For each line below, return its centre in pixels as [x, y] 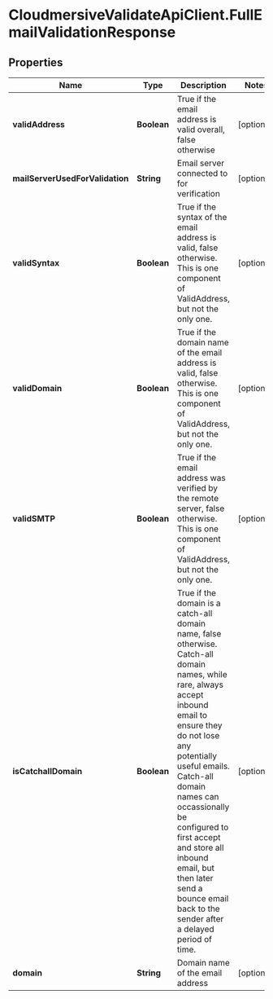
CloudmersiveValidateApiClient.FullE [135, 15]
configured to [203, 827]
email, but [196, 868]
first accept [199, 837]
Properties [36, 62]
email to [193, 715]
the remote [198, 498]
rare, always [200, 684]
